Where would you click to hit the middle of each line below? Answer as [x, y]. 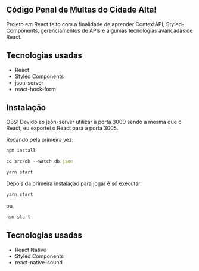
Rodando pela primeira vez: [40, 140]
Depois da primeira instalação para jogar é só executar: [74, 183]
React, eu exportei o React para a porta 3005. [62, 128]
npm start [18, 217]
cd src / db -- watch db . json [40, 161]
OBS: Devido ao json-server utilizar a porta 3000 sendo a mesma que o [94, 122]
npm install [21, 151]
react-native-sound [38, 262]
